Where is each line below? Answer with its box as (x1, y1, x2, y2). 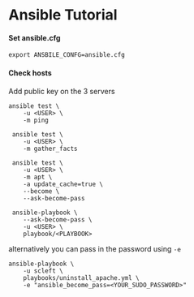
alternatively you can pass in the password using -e (8, 243, 181, 253)
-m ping (23, 116, 49, 124)
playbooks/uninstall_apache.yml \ (23, 273, 140, 282)
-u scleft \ (23, 266, 63, 275)
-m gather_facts (23, 144, 79, 153)
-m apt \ (23, 173, 53, 181)
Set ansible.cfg (8, 32, 61, 42)
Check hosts (8, 67, 53, 78)
